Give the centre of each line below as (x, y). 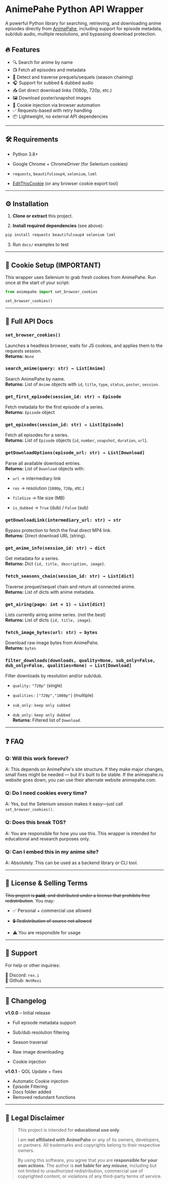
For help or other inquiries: (33, 965)
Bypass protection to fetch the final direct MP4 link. (58, 530)
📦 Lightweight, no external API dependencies (60, 116)
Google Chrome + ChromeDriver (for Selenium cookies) (70, 164)
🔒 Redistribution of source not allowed (52, 921)
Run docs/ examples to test (40, 245)
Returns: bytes (21, 648)
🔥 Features (23, 50)
